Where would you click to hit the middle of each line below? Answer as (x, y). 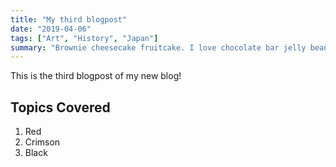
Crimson (42, 142)
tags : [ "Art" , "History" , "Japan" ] (84, 38)
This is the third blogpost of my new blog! (96, 76)
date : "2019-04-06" (51, 29)
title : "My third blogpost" (69, 19)
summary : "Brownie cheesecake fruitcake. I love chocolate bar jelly (158, 47)
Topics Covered (60, 107)
